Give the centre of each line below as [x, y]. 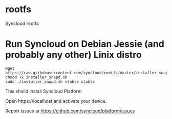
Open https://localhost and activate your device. [56, 101]
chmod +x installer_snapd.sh [36, 77]
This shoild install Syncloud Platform [44, 91]
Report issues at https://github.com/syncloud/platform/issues [70, 111]
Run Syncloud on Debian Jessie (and [85, 44]
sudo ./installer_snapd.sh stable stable [50, 82]
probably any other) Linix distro [74, 55]
